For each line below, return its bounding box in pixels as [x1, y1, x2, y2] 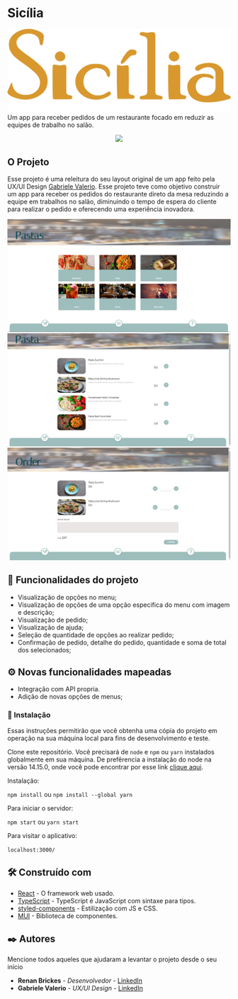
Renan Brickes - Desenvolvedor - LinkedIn [17, 976, 143, 985]
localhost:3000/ [7, 846, 55, 854]
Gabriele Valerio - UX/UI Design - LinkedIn [17, 984, 143, 993]
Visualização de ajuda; [17, 623, 84, 632]
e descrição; [17, 608, 55, 616]
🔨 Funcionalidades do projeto [7, 574, 139, 586]
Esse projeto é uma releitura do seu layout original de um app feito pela [7, 175, 215, 184]
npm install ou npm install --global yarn [7, 790, 133, 798]
